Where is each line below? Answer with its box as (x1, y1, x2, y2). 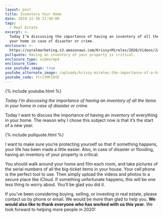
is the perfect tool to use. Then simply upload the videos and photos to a (5, 171, 150, 177)
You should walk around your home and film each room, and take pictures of (5, 161, 158, 167)
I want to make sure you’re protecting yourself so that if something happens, (5, 141, 158, 147)
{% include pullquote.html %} (5, 132, 64, 137)
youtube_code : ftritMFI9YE (5, 75, 60, 80)
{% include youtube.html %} (5, 88, 62, 94)
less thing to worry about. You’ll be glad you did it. (5, 182, 105, 187)
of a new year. (5, 122, 34, 128)
